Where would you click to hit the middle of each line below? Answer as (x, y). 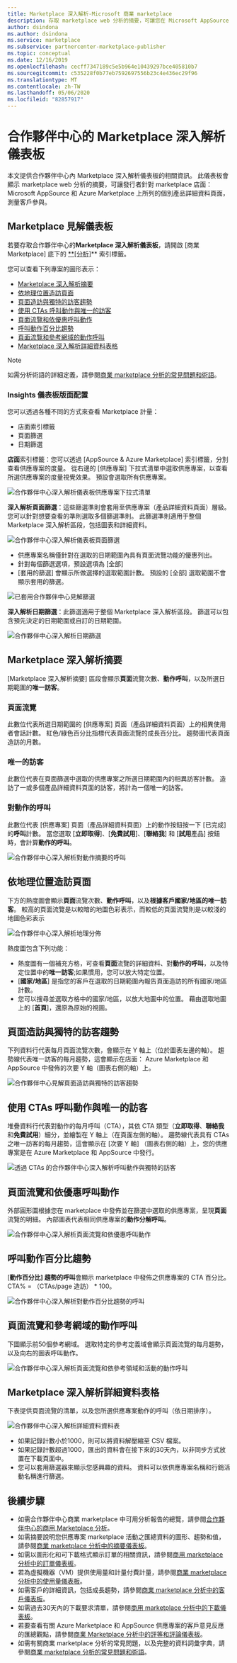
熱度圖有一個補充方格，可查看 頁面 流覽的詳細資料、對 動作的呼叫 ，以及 (120, 963)
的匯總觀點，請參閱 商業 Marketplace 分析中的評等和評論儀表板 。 (112, 1635)
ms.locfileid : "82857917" (45, 100)
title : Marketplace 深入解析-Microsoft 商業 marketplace (90, 14)
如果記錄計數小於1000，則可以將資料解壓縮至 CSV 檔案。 (101, 1441)
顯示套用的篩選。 (42, 582)
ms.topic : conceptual (39, 54)
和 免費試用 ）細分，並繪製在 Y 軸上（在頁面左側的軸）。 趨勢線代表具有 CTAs (118, 1135)
